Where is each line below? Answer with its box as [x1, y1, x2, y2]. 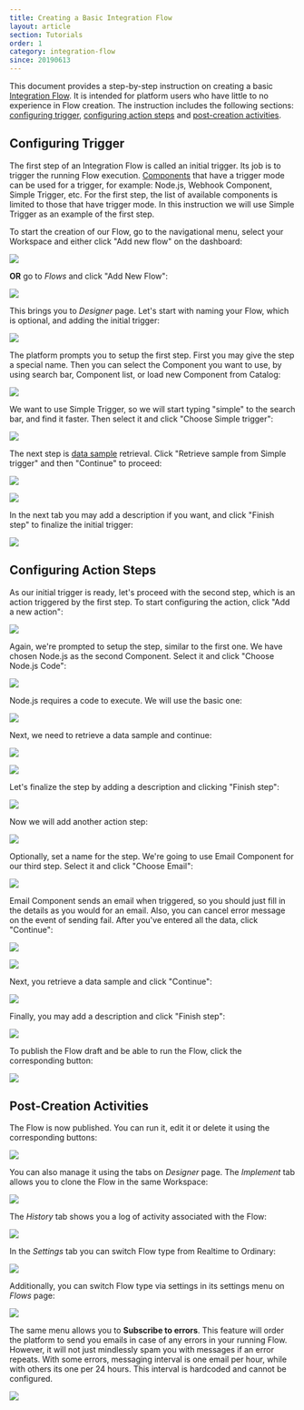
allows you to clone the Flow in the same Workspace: [9, 1176, 209, 1188]
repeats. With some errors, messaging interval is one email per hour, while [9, 1354, 288, 1365]
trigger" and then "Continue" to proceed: [9, 457, 162, 469]
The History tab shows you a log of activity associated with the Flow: [9, 1212, 268, 1222]
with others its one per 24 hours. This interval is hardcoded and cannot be [9, 1364, 288, 1374]
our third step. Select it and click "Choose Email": [9, 860, 193, 871]
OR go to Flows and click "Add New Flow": [9, 270, 169, 281]
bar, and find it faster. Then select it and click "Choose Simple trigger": [9, 413, 274, 424]
